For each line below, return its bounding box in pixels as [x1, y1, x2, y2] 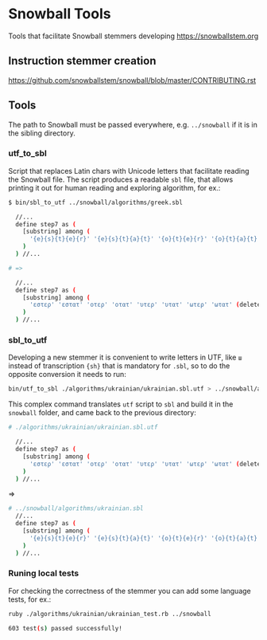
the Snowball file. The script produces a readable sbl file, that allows [8, 175, 234, 184]
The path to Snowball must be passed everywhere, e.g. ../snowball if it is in [8, 120, 258, 129]
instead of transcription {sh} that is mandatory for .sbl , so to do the [8, 361, 230, 371]
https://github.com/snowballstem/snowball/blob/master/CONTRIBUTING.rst [8, 75, 257, 84]
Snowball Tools [8, 5, 111, 23]
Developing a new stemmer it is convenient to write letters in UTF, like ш [8, 352, 242, 363]
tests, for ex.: [8, 595, 52, 604]
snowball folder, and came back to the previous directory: [8, 408, 196, 418]
